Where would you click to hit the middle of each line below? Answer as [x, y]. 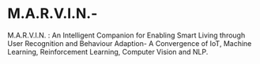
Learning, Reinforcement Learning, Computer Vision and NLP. [108, 52]
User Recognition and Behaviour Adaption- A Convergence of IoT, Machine [130, 43]
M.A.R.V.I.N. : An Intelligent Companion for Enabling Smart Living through [126, 35]
